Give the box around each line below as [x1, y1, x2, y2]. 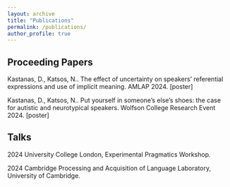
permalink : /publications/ [7, 23, 87, 30]
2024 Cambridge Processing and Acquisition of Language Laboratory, [7, 164, 212, 172]
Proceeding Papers [7, 56, 93, 68]
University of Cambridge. [7, 171, 81, 180]
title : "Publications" [7, 17, 74, 24]
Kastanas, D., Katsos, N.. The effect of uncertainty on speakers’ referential [7, 75, 224, 83]
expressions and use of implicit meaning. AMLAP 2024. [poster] [7, 83, 193, 91]
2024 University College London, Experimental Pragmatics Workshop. [7, 150, 211, 159]
